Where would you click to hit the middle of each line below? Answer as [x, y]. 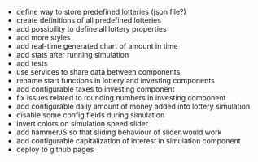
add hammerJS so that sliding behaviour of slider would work [119, 132]
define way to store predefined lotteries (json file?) [101, 12]
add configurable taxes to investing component [95, 89]
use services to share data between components [98, 72]
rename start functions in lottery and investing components [116, 81]
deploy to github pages [55, 149]
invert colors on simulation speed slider [82, 124]
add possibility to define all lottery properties [91, 29]
